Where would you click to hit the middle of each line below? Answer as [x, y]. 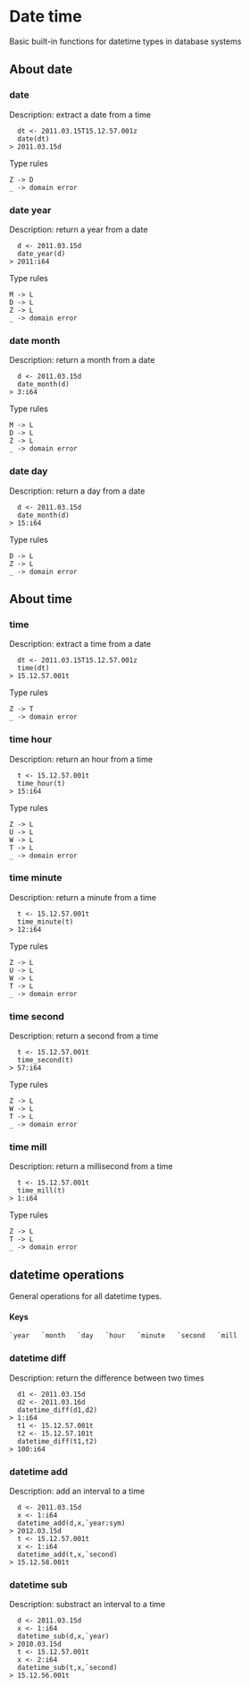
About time [41, 599]
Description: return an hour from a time [81, 759]
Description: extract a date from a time [80, 115]
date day [29, 471]
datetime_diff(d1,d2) [58, 1410]
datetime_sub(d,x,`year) [63, 1637]
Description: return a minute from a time [83, 897]
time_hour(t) [42, 783]
